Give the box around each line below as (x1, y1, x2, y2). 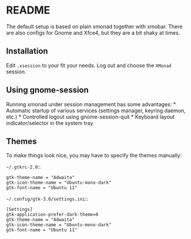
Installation (6, 46, 48, 56)
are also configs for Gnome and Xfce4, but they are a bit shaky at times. (6, 29, 180, 36)
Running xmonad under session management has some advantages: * (6, 100, 176, 107)
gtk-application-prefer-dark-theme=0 (6, 212, 99, 218)
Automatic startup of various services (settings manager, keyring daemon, (6, 107, 186, 114)
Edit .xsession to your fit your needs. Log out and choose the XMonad (6, 62, 172, 69)
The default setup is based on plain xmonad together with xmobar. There (6, 23, 183, 30)
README (6, 4, 51, 17)
